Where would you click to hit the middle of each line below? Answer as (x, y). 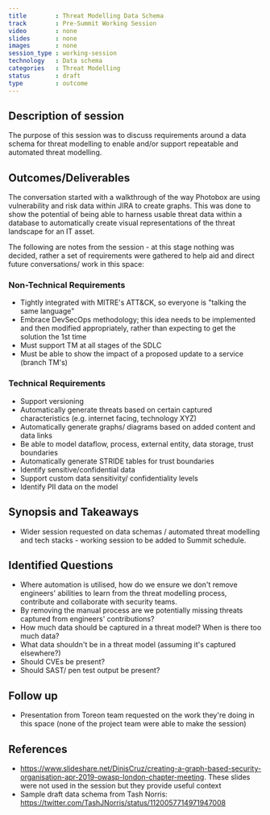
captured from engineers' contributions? (87, 619)
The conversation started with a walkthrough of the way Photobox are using (134, 198)
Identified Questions (61, 565)
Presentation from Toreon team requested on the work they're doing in (137, 715)
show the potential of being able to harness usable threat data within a (125, 214)
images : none (43, 46)
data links (36, 435)
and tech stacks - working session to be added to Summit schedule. (133, 540)
